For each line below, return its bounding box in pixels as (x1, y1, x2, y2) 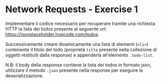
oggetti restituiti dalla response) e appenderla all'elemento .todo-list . (5, 52, 154, 58)
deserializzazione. (5, 72, 44, 78)
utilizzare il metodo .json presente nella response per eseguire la (5, 67, 143, 73)
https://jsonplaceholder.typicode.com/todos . (5, 31, 99, 37)
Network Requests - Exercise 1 (5, 4, 138, 15)
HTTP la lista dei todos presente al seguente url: (5, 25, 107, 32)
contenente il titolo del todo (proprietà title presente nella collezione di (5, 46, 157, 52)
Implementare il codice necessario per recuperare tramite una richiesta (5, 20, 155, 26)
